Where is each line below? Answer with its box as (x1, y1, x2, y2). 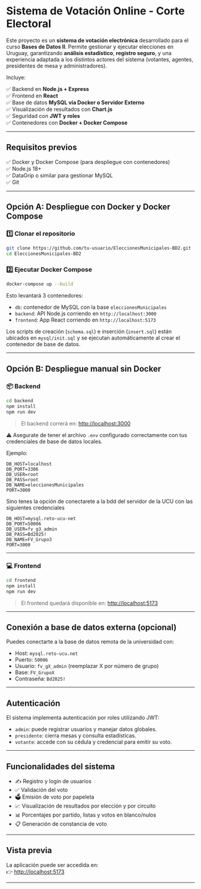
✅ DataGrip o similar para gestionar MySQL (6, 172, 113, 179)
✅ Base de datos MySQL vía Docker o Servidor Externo (6, 99, 145, 106)
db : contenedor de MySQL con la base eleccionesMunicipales (14, 304, 167, 311)
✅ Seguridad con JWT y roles (6, 112, 81, 119)
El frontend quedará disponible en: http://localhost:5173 (20, 599, 159, 606)
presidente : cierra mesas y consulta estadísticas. (14, 732, 136, 739)
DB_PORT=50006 (6, 521, 42, 527)
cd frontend (6, 577, 36, 583)
